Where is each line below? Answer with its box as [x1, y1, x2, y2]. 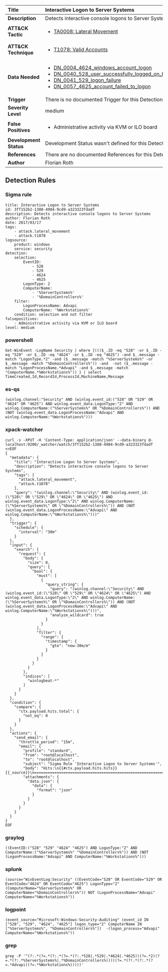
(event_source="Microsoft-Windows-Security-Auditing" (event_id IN [5, 917, 149, 922]
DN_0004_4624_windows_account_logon [53, 64, 152, 71]
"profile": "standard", [23, 748, 72, 753]
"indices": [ [23, 673, 50, 679]
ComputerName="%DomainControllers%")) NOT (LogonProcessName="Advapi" [5, 890, 155, 895]
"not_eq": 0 [23, 713, 48, 718]
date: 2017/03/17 [5, 220, 41, 225]
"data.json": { [27, 778, 59, 784]
